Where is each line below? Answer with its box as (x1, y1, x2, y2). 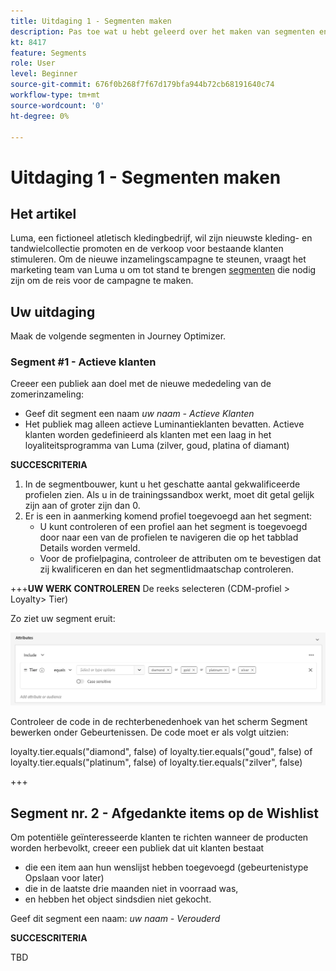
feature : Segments (10, 48, 87, 58)
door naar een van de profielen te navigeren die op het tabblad (39, 531, 299, 544)
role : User (10, 58, 56, 69)
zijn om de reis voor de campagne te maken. (10, 275, 194, 287)
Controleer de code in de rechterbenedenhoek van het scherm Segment (10, 716, 308, 728)
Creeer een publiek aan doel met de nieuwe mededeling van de (10, 378, 272, 390)
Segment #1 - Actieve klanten (10, 355, 157, 369)
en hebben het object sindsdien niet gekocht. (24, 893, 212, 905)
